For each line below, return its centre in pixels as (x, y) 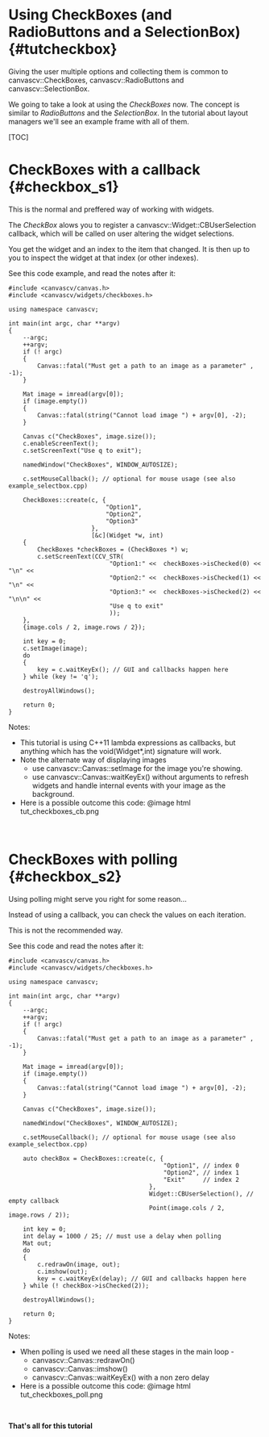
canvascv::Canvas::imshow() (80, 1368)
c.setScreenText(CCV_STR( (81, 556)
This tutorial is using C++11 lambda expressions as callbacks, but (128, 742)
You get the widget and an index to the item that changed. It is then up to (129, 249)
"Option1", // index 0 (201, 1165)
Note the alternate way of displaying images (93, 760)
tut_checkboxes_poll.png (61, 1394)
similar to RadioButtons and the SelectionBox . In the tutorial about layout (128, 113)
